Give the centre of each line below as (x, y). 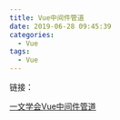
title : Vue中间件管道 (47, 18)
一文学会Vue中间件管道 (53, 106)
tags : (20, 52)
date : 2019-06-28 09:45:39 (60, 26)
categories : (32, 35)
